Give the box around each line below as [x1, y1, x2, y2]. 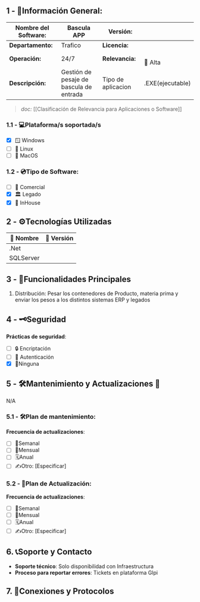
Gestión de [61, 68, 92, 76]
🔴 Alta [143, 58, 161, 66]
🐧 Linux [14, 145, 34, 152]
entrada [61, 90, 83, 98]
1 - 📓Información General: [6, 6, 103, 16]
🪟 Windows [14, 137, 45, 144]
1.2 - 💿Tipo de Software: [6, 168, 79, 176]
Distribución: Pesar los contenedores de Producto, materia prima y [14, 290, 179, 297]
